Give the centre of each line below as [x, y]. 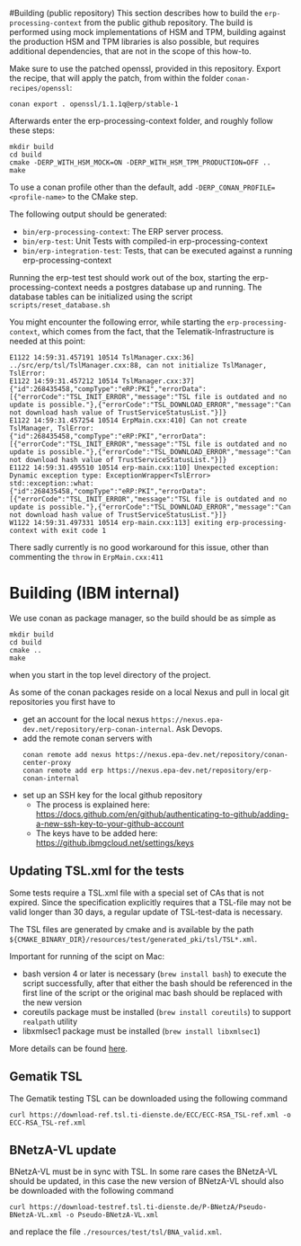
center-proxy [47, 762]
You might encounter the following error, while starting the [117, 322]
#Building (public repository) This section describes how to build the [136, 13]
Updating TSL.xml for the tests [97, 871]
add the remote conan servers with [87, 738]
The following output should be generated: [89, 214]
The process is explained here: [93, 805]
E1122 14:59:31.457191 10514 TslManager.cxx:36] [102, 358]
